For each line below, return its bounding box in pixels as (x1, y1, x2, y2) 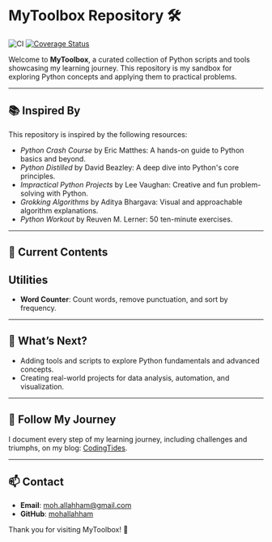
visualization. (19, 381, 65, 391)
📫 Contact (8, 475, 65, 488)
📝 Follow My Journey (8, 413, 117, 427)
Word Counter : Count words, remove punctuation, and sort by (19, 294, 228, 304)
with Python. (46, 188, 89, 198)
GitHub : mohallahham (19, 509, 94, 519)
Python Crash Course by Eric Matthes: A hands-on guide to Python (19, 145, 244, 155)
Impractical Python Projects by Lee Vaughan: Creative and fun (19, 179, 228, 189)
